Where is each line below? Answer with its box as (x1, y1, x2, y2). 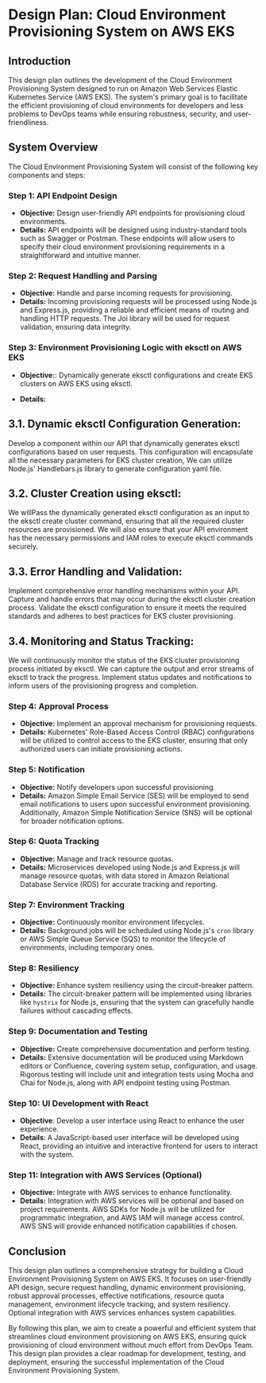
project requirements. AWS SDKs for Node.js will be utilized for (19, 1205, 226, 1214)
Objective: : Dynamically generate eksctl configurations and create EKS (19, 370, 253, 380)
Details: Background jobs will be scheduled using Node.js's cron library (19, 926, 254, 936)
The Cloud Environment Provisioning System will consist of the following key (8, 162, 259, 171)
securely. (8, 541, 38, 551)
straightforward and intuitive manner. (19, 251, 141, 260)
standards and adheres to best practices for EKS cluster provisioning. (8, 611, 236, 621)
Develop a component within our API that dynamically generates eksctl (8, 438, 240, 447)
